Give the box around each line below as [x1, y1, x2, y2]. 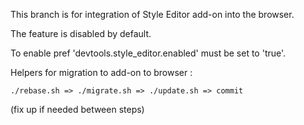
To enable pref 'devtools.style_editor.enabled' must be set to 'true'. [10, 47, 287, 59]
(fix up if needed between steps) [10, 104, 145, 115]
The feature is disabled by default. [10, 28, 152, 39]
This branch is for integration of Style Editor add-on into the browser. [10, 9, 295, 20]
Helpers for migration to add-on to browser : [10, 67, 193, 78]
